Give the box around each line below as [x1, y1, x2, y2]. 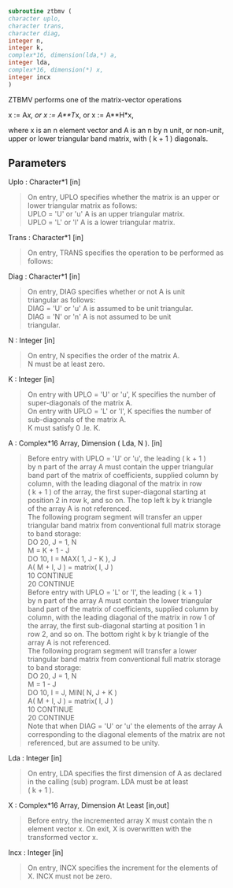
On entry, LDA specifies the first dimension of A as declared [27, 768, 222, 779]
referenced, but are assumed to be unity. [27, 738, 160, 748]
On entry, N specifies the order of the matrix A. [27, 351, 180, 361]
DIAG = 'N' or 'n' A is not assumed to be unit [27, 312, 172, 322]
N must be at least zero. [27, 359, 105, 369]
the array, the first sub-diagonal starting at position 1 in [27, 621, 206, 631]
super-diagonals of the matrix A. [27, 398, 133, 408]
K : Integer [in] [8, 375, 55, 384]
